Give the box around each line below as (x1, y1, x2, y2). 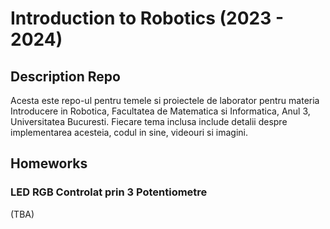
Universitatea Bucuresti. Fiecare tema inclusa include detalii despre (10, 116, 288, 127)
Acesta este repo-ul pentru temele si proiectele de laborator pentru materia (10, 95, 320, 106)
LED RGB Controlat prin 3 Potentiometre (10, 185, 208, 199)
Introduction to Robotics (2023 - (10, 7, 285, 30)
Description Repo (10, 68, 121, 85)
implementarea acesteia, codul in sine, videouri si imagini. (10, 127, 249, 138)
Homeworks (10, 155, 88, 172)
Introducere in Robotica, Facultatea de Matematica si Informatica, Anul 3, (10, 105, 311, 117)
